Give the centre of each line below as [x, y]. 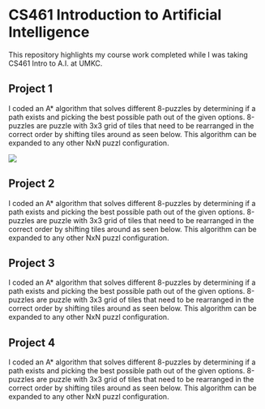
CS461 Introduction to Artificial [115, 15]
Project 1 [30, 89]
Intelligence [49, 32]
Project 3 [32, 263]
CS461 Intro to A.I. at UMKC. [56, 63]
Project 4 [32, 342]
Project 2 [32, 184]
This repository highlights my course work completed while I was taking [128, 54]
